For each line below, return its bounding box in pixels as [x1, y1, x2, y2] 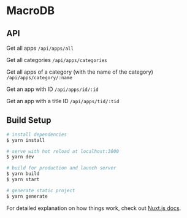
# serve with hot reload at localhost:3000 [6, 148, 120, 154]
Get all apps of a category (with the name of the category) [6, 68, 153, 76]
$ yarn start [6, 176, 40, 183]
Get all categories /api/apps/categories [6, 56, 107, 63]
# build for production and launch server [6, 165, 116, 171]
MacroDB [6, 4, 55, 18]
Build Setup [6, 115, 52, 126]
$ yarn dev [6, 154, 34, 160]
